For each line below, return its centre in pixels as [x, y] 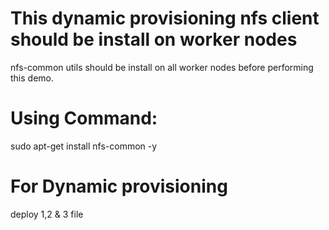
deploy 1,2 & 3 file [47, 214]
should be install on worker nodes [154, 39]
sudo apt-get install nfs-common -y [84, 146]
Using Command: [84, 118]
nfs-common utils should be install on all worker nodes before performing [162, 67]
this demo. [32, 78]
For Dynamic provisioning [119, 186]
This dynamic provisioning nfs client [165, 18]
